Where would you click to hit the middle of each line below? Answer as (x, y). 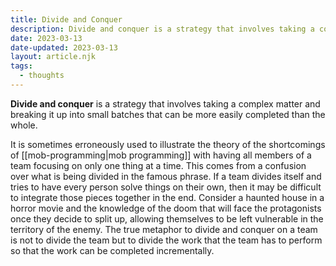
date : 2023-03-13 (46, 38)
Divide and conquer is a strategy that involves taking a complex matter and (165, 103)
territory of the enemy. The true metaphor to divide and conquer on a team (164, 229)
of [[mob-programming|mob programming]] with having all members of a (161, 155)
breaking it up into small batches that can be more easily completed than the (168, 114)
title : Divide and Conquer (66, 19)
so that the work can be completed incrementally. (112, 250)
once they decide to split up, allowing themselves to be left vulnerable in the (167, 218)
